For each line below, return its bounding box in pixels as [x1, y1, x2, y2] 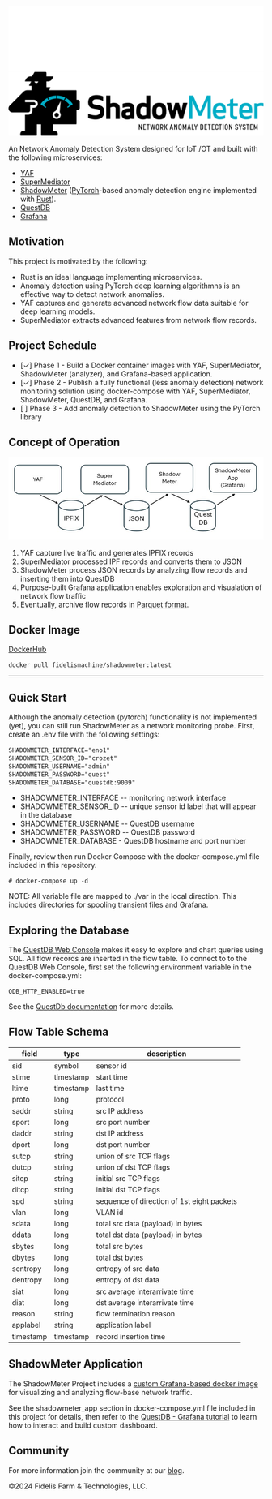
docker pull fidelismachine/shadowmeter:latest [8, 661, 172, 669]
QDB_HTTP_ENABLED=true [8, 987, 85, 995]
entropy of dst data [96, 1275, 160, 1285]
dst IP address [96, 1128, 144, 1138]
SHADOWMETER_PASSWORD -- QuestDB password [19, 827, 196, 837]
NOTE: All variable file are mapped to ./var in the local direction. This [8, 891, 237, 901]
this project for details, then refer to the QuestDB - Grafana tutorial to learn [8, 1411, 257, 1421]
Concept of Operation [8, 436, 121, 449]
